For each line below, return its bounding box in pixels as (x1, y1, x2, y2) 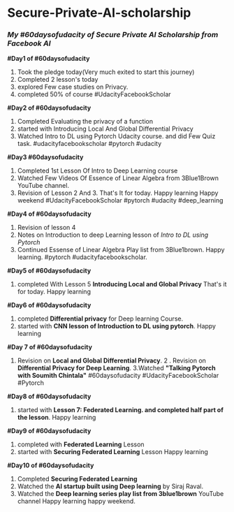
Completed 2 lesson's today (17, 75, 98, 84)
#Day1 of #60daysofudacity (7, 54, 90, 63)
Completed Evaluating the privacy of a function (17, 117, 154, 126)
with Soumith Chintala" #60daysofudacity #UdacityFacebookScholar (17, 372, 219, 380)
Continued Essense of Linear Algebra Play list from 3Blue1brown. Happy (17, 246, 225, 254)
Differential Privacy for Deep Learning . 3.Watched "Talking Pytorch (17, 364, 216, 372)
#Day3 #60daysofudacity (7, 153, 84, 161)
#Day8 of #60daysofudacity (7, 393, 92, 401)
